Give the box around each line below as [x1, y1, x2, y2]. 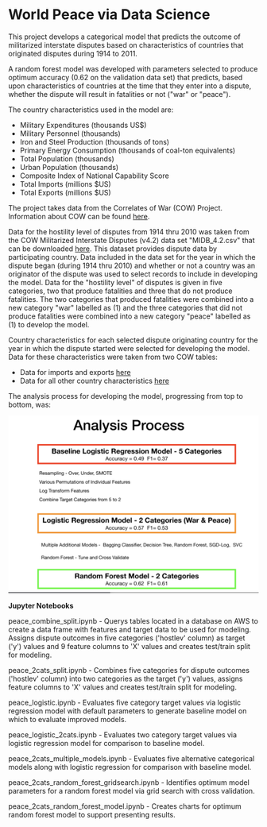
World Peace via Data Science [8, 6, 211, 24]
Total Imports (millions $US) [19, 179, 111, 188]
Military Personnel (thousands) [19, 129, 121, 138]
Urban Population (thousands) [19, 162, 119, 172]
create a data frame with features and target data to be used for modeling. [8, 625, 252, 635]
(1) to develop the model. [8, 319, 90, 329]
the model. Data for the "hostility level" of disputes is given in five [8, 277, 222, 287]
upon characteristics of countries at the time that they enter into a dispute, [8, 81, 252, 91]
